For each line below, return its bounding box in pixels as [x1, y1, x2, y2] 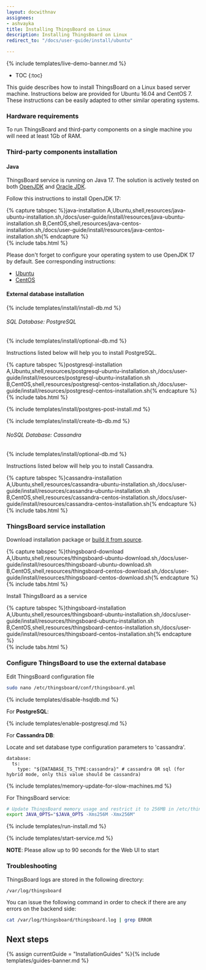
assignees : [6, 15, 34, 21]
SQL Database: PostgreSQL [6, 318, 77, 325]
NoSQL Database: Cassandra [6, 431, 82, 439]
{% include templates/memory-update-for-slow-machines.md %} [6, 782, 172, 790]
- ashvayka [6, 20, 34, 26]
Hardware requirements [6, 112, 79, 120]
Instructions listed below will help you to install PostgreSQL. [6, 349, 158, 356]
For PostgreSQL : [6, 707, 49, 715]
